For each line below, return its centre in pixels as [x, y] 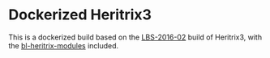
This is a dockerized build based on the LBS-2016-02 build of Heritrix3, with [135, 37]
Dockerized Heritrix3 [80, 15]
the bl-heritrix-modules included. [64, 45]
